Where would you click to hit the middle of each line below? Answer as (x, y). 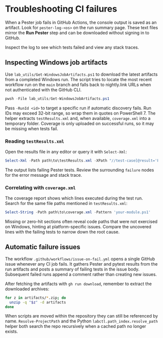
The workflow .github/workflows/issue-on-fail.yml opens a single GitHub (80, 259)
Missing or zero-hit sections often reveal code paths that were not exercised (81, 221)
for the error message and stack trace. (44, 175)
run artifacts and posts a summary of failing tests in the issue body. (72, 269)
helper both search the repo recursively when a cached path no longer (76, 326)
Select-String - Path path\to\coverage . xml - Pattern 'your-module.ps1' (78, 212)
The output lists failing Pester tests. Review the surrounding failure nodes (80, 170)
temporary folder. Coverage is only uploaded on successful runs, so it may (80, 123)
